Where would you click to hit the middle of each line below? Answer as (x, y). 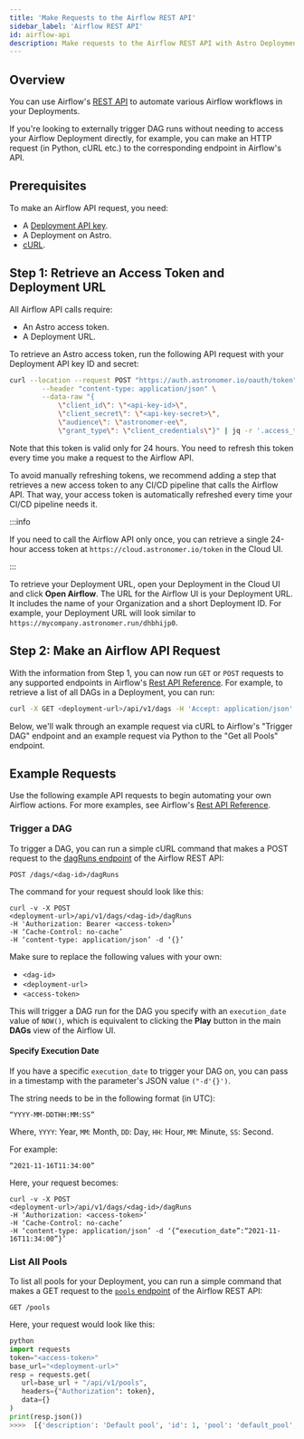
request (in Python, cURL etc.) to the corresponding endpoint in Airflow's (146, 148)
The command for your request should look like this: (106, 891)
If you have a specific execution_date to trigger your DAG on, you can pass (149, 1071)
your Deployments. (45, 111)
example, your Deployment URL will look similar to (103, 613)
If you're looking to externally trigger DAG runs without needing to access (147, 129)
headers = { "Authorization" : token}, (88, 1392)
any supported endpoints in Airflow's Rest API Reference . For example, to (146, 682)
